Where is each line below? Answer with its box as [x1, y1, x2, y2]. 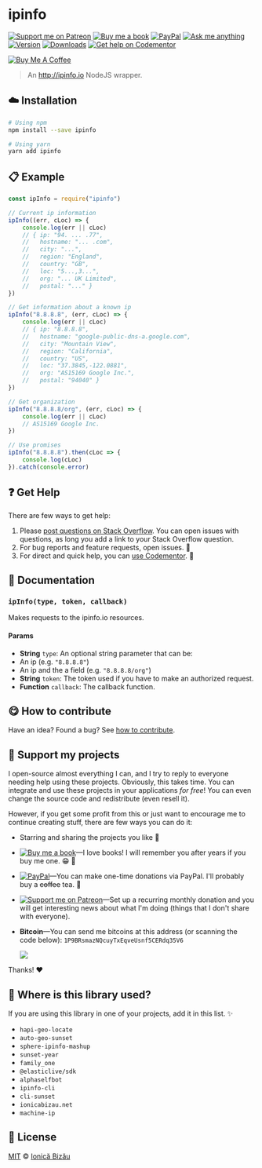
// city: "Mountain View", [22, 340, 118, 348]
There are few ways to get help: [8, 510, 111, 520]
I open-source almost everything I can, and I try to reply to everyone [8, 769, 229, 779]
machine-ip [19, 1109, 56, 1117]
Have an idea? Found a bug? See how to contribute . [8, 725, 175, 735]
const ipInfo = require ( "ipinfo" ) [8, 195, 122, 203]
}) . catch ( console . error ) [8, 463, 89, 471]
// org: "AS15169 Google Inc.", [22, 369, 135, 378]
